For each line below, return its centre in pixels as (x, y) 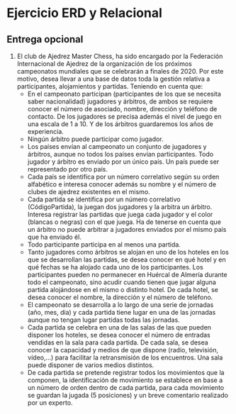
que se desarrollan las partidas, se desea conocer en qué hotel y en (127, 259)
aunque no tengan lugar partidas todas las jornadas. (103, 320)
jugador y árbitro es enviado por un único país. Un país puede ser (123, 162)
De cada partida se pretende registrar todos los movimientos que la (126, 373)
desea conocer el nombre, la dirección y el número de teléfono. (120, 297)
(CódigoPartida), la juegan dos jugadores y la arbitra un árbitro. (120, 207)
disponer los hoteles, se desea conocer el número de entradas (119, 335)
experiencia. (46, 132)
